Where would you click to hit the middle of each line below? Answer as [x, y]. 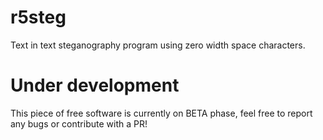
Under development [95, 85]
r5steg [38, 17]
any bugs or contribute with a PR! [79, 123]
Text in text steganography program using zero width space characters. [158, 45]
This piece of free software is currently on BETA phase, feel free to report [161, 113]
